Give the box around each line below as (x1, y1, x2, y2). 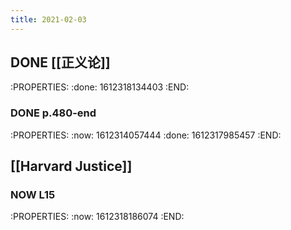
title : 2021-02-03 (10, 14, 87, 25)
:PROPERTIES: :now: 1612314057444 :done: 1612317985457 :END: (10, 129, 282, 141)
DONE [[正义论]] (10, 54, 111, 71)
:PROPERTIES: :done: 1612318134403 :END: (10, 81, 190, 93)
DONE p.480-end (10, 106, 97, 120)
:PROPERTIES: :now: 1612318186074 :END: (10, 211, 185, 223)
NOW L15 (10, 188, 56, 202)
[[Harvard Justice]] (10, 158, 133, 175)
